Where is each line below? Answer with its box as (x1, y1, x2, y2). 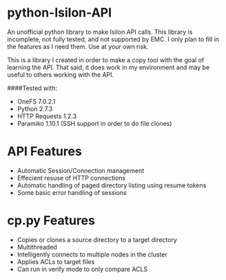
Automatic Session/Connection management (17, 166, 145, 174)
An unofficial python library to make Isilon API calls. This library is (7, 28, 193, 36)
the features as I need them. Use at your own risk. (7, 42, 149, 50)
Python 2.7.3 (17, 104, 53, 113)
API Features (7, 144, 83, 160)
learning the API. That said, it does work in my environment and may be (7, 63, 210, 71)
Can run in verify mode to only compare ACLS (17, 265, 148, 273)
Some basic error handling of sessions (17, 188, 127, 196)
